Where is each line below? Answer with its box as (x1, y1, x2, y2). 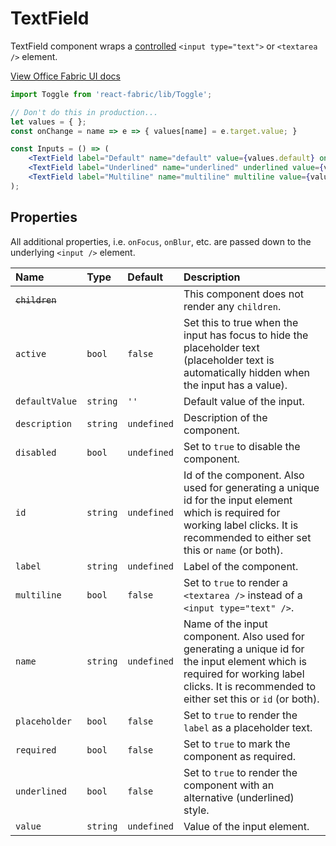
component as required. (183, 749, 297, 763)
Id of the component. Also (183, 468, 305, 482)
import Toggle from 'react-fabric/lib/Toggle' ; (10, 89, 213, 99)
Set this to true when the (183, 315, 299, 329)
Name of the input (183, 617, 268, 631)
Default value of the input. (183, 394, 305, 408)
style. (183, 803, 210, 817)
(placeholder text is (183, 353, 275, 367)
